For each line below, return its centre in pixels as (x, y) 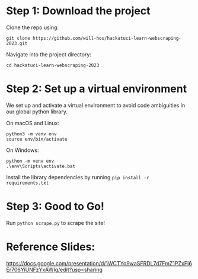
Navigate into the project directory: (49, 54)
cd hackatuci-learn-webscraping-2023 (53, 65)
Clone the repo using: (33, 27)
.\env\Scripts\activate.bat (41, 166)
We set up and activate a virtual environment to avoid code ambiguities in (96, 105)
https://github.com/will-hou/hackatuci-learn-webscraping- (107, 38)
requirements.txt (28, 183)
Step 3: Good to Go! (55, 207)
